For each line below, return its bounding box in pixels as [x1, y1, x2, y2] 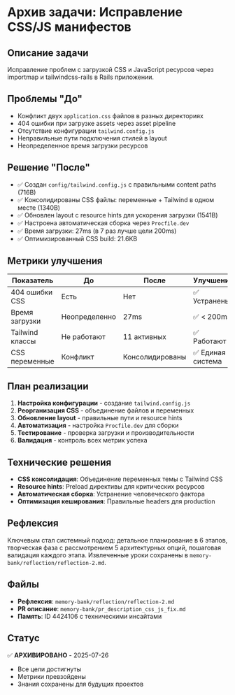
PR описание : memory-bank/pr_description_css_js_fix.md [17, 604, 186, 612]
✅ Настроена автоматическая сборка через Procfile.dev [17, 218, 190, 227]
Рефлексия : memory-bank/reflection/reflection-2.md [17, 597, 175, 606]
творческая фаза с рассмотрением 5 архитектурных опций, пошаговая [7, 543, 222, 552]
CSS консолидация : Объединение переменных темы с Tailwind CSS [17, 475, 223, 483]
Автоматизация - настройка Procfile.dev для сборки [17, 421, 179, 430]
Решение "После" [7, 162, 90, 173]
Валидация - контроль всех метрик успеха [17, 436, 148, 445]
